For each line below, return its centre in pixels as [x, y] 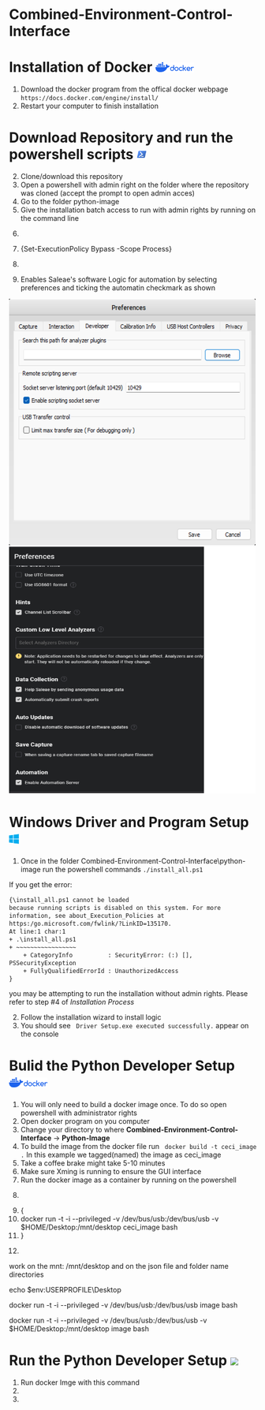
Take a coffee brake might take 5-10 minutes [93, 1163]
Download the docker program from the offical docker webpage [124, 89]
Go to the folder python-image [70, 202]
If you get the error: [41, 884]
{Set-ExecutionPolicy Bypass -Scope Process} [96, 249]
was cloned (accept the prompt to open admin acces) [108, 193]
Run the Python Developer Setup [118, 1361]
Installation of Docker [81, 67]
